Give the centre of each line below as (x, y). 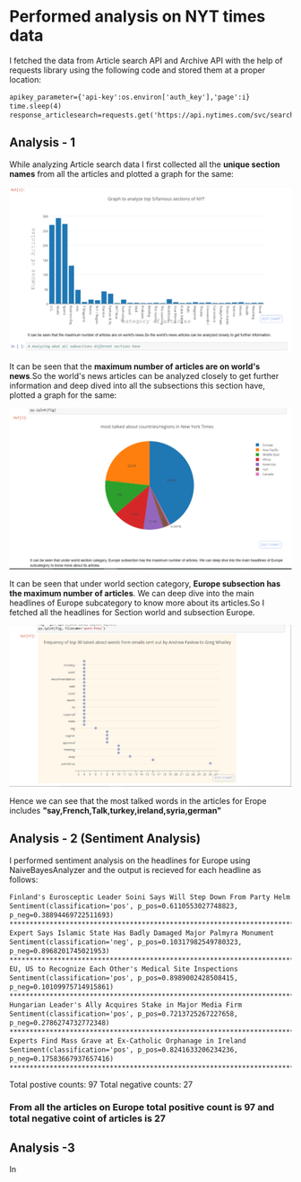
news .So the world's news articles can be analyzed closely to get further (144, 375)
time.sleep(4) (36, 106)
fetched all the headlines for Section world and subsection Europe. (132, 613)
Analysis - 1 (43, 142)
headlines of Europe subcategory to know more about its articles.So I (137, 603)
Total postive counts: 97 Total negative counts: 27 (101, 1084)
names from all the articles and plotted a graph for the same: (122, 173)
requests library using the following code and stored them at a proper (138, 70)
